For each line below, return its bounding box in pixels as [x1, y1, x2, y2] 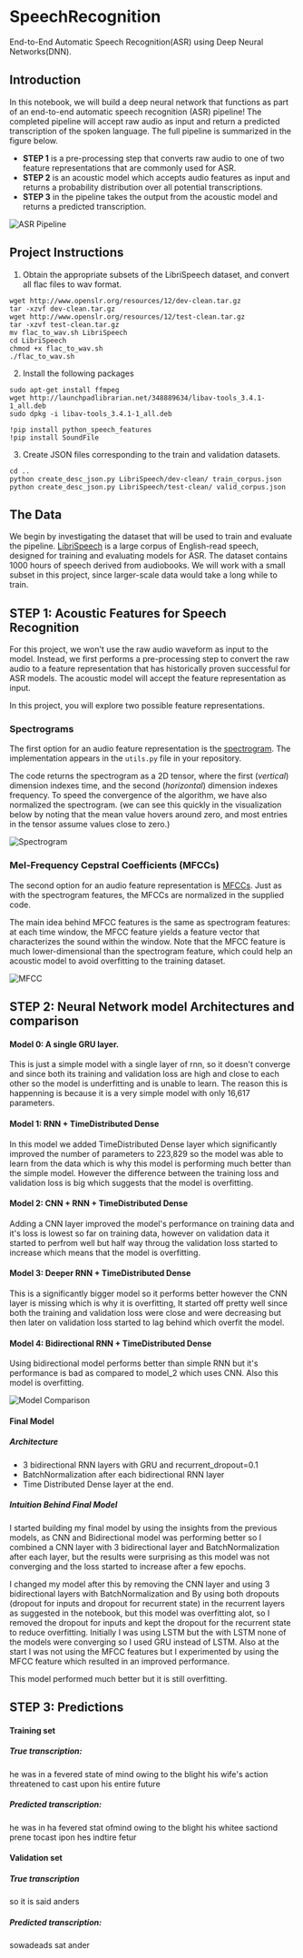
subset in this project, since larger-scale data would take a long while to [9, 569, 279, 580]
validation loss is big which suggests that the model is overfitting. [9, 1177, 254, 1188]
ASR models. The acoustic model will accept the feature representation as [9, 673, 287, 684]
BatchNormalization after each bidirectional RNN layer [22, 1468, 225, 1479]
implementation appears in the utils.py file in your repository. [9, 753, 242, 764]
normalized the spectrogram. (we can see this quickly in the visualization [9, 799, 282, 810]
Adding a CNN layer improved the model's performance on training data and [9, 1218, 295, 1229]
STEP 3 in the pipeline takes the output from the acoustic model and [22, 191, 279, 202]
